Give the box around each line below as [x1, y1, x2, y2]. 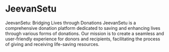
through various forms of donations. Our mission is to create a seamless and [5, 30, 164, 36]
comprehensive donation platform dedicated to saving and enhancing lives [5, 25, 160, 31]
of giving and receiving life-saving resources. [5, 41, 100, 47]
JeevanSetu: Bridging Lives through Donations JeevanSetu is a [5, 20, 136, 26]
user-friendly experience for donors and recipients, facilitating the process [5, 36, 160, 42]
